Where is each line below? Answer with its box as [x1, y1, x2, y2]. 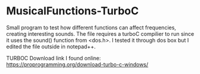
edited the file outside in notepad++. [6, 43, 96, 50]
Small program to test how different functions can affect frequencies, [6, 24, 176, 31]
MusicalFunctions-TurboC [6, 4, 139, 18]
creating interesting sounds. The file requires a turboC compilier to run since [6, 30, 195, 37]
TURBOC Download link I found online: [6, 54, 101, 61]
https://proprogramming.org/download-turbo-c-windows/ [6, 61, 149, 68]
